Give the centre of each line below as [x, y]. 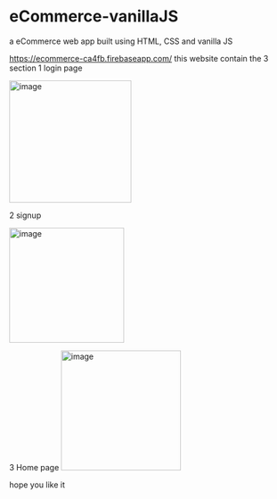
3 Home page [34, 467]
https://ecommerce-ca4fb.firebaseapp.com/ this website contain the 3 [139, 58]
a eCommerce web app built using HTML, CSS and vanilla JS [121, 41]
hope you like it [37, 485]
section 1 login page [46, 68]
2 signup [25, 215]
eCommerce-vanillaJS [94, 17]
